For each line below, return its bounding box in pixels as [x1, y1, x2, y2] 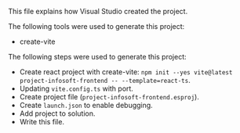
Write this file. [19, 117, 65, 126]
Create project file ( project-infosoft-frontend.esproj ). [19, 92, 200, 101]
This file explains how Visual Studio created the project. [8, 7, 188, 16]
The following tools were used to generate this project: [8, 22, 185, 31]
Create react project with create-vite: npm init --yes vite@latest [19, 67, 233, 77]
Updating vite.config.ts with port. [19, 84, 133, 93]
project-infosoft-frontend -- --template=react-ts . [19, 76, 191, 84]
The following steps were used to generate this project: [8, 52, 187, 61]
